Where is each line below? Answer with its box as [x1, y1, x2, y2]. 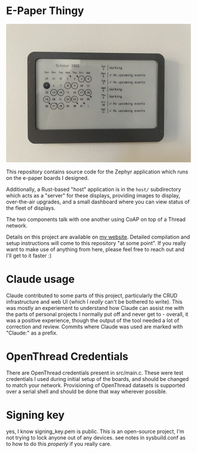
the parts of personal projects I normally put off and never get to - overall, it [6, 311, 189, 318]
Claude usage [6, 273, 75, 286]
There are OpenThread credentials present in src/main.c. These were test [6, 369, 184, 376]
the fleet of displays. [6, 204, 56, 212]
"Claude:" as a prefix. [6, 329, 58, 336]
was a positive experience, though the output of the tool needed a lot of [6, 316, 179, 323]
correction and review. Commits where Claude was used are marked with [6, 323, 183, 330]
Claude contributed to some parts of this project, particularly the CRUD [6, 292, 178, 299]
